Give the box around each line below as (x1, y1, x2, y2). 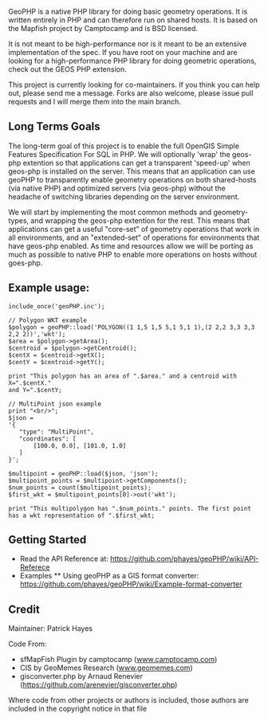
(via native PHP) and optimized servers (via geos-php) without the (8, 183, 226, 193)
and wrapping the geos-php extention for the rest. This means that (30, 215, 250, 225)
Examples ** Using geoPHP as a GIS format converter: (19, 571, 199, 581)
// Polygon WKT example (8, 316, 88, 324)
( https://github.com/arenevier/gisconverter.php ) (19, 680, 178, 690)
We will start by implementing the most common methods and (8, 207, 212, 217)
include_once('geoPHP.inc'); (8, 302, 105, 310)
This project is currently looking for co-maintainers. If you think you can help (8, 80, 260, 89)
